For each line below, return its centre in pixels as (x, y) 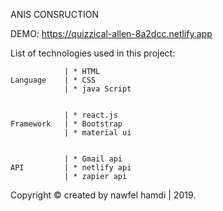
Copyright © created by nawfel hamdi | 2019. (103, 195)
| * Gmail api (93, 159)
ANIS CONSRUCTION (55, 14)
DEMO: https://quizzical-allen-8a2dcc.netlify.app (111, 33)
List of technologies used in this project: (93, 53)
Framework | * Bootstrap (66, 124)
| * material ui (97, 133)
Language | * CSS (53, 80)
